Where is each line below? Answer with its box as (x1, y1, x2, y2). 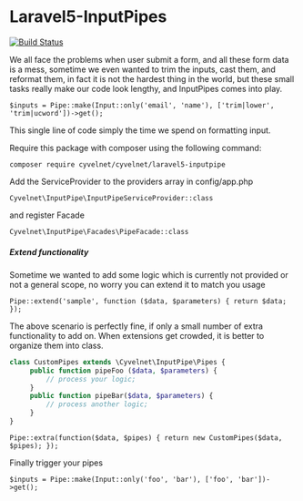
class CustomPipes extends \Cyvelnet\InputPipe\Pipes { (9, 357, 226, 366)
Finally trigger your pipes (9, 457, 103, 468)
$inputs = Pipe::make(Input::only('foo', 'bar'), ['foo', (9, 475, 234, 484)
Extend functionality (9, 246, 89, 257)
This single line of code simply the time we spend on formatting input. (9, 125, 271, 136)
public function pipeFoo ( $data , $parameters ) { (29, 366, 218, 375)
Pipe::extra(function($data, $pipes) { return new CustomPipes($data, (9, 433, 283, 443)
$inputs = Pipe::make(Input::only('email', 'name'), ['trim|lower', (9, 100, 275, 110)
